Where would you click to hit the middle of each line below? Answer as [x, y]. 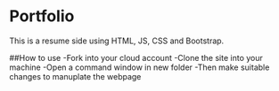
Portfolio [42, 16]
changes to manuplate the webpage [75, 76]
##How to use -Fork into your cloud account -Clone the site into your [136, 57]
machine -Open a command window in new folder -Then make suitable [139, 67]
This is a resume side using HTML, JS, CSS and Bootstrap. [117, 41]
